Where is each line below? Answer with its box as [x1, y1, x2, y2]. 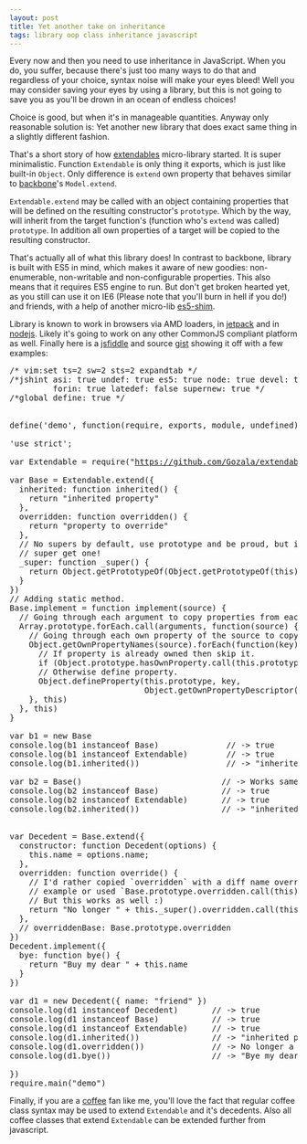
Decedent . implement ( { [9, 941, 107, 951]
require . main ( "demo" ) [9, 1078, 107, 1088]
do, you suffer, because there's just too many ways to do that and [9, 65, 257, 76]
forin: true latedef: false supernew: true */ [52, 384, 265, 394]
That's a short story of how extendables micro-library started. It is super [9, 149, 281, 160]
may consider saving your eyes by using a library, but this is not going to [9, 84, 282, 96]
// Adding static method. [9, 594, 126, 604]
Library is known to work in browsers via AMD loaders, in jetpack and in [9, 319, 281, 330]
